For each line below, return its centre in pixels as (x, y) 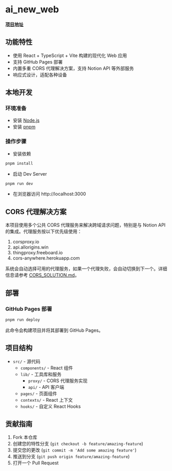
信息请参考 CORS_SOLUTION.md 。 (42, 275)
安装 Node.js (26, 120)
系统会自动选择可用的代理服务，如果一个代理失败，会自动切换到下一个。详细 (86, 269)
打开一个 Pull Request (36, 463)
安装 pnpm (24, 127)
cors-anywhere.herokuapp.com (46, 258)
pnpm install (19, 163)
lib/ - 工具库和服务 (41, 374)
